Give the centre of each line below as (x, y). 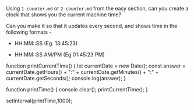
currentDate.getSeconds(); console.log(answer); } (66, 78)
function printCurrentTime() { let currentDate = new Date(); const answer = (96, 66)
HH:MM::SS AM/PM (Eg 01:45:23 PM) (59, 54)
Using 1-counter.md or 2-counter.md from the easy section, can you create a (97, 8)
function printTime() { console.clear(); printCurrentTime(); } (77, 89)
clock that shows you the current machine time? (64, 15)
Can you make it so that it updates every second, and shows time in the (92, 26)
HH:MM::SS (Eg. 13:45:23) (46, 43)
